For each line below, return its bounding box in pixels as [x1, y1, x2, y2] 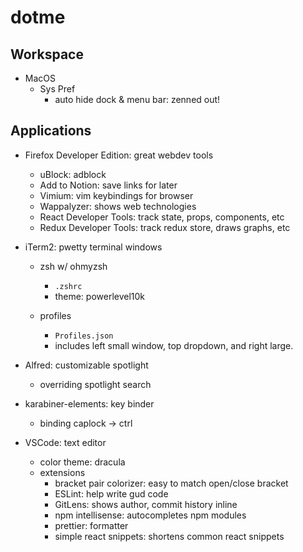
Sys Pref [39, 83, 76, 95]
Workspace [10, 46, 84, 63]
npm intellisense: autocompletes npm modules [54, 509, 247, 521]
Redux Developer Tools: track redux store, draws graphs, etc [39, 221, 291, 233]
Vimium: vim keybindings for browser [39, 189, 194, 201]
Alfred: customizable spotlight [24, 359, 149, 371]
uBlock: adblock [39, 168, 107, 180]
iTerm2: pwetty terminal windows [24, 241, 163, 253]
